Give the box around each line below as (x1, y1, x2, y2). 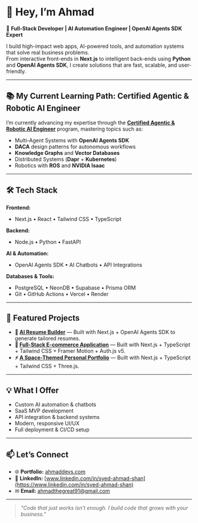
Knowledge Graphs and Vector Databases (14, 149, 120, 156)
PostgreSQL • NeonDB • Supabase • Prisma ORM (14, 284, 136, 291)
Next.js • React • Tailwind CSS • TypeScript (14, 215, 122, 222)
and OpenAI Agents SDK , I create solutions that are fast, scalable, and (6, 61, 177, 69)
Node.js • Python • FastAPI (14, 238, 81, 245)
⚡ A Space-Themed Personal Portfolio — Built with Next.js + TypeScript (14, 354, 191, 361)
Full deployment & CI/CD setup (14, 426, 90, 433)
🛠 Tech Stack (6, 186, 58, 196)
